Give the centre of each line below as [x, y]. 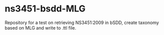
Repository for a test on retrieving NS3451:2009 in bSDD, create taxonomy [82, 22]
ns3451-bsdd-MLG [45, 9]
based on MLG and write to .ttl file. [40, 27]
